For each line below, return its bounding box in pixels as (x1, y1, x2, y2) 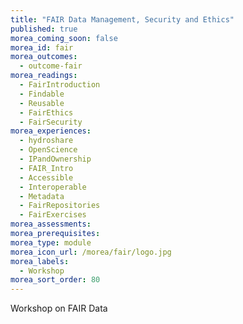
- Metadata (19, 191, 65, 201)
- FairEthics (19, 107, 74, 118)
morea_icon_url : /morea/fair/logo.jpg (10, 247, 172, 257)
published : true (10, 24, 78, 34)
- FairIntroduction (19, 80, 101, 90)
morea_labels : (10, 256, 70, 266)
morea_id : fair (10, 42, 74, 53)
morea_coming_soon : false (10, 33, 118, 43)
